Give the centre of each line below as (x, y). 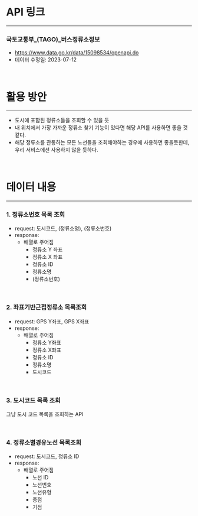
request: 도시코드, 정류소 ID (47, 456)
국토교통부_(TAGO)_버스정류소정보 (53, 39)
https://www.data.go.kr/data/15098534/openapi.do (77, 53)
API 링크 (26, 12)
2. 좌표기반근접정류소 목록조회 (47, 307)
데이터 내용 (31, 187)
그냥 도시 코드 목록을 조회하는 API (45, 414)
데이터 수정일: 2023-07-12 (46, 60)
